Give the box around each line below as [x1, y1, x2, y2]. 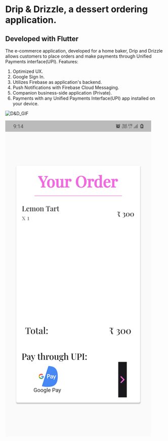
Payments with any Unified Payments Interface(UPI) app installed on [12, 95, 155, 101]
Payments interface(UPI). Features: [5, 59, 78, 64]
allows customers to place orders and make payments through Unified [5, 53, 152, 59]
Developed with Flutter [5, 34, 78, 43]
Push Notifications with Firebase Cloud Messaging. [12, 84, 119, 91]
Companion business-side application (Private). [12, 90, 112, 96]
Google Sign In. [12, 74, 45, 79]
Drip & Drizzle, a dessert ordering [5, 4, 148, 15]
